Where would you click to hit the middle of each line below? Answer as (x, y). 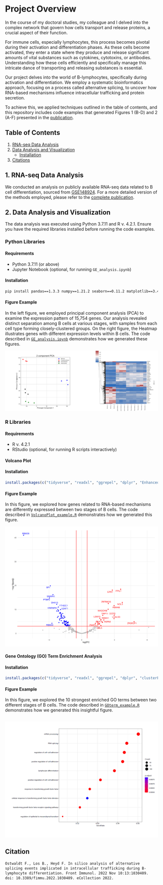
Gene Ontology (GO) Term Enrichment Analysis (54, 656)
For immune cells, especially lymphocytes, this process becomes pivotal (77, 42)
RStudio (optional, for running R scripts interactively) (65, 450)
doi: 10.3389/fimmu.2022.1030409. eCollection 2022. (59, 878)
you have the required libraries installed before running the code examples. (80, 229)
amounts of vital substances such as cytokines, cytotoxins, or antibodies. (78, 57)
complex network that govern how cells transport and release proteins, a (78, 27)
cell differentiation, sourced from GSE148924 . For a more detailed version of (81, 192)
